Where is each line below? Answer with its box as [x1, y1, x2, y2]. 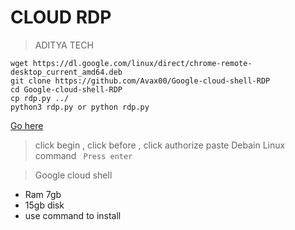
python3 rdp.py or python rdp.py [10, 102, 150, 112]
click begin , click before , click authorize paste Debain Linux [34, 139, 286, 151]
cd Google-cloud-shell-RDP [10, 84, 123, 95]
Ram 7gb [24, 188, 62, 200]
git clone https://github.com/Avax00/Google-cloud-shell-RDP [10, 76, 271, 86]
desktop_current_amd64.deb [10, 67, 123, 77]
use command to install [24, 209, 122, 221]
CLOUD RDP [10, 6, 112, 29]
